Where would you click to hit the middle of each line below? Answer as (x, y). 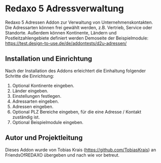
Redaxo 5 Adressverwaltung (65, 9)
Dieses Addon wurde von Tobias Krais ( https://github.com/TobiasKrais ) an (81, 150)
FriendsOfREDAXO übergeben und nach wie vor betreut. (62, 155)
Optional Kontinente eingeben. (43, 85)
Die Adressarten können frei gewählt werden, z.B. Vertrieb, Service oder (79, 27)
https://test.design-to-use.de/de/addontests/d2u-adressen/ (66, 43)
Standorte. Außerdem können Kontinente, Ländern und (61, 33)
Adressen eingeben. (33, 106)
